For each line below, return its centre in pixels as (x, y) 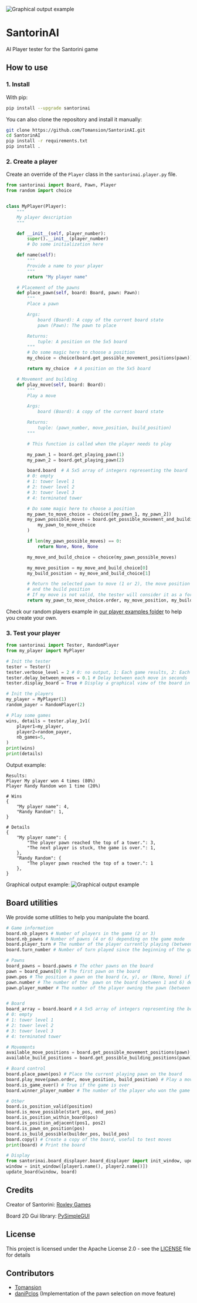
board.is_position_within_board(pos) (52, 1118)
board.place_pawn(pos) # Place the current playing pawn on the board (94, 1074)
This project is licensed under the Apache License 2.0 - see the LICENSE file (98, 1248)
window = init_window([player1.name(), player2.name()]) (77, 1166)
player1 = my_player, (40, 726)
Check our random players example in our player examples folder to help (94, 611)
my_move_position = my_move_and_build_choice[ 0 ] (88, 568)
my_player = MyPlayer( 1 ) (36, 699)
